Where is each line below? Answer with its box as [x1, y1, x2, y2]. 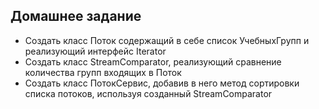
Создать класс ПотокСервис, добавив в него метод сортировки [24, 77, 300, 89]
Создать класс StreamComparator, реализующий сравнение [24, 55, 282, 68]
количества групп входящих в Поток [24, 66, 182, 78]
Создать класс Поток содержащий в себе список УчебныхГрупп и [24, 34, 310, 46]
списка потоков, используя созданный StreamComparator [24, 87, 273, 99]
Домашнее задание [10, 8, 142, 25]
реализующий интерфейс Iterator [24, 45, 167, 57]
